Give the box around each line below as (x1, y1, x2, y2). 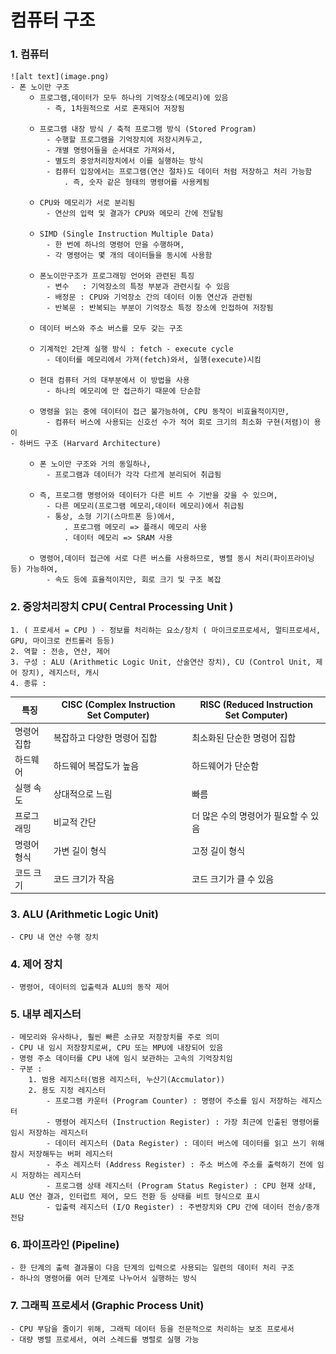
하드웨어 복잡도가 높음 (53, 759, 140, 771)
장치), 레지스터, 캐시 (21, 667, 100, 678)
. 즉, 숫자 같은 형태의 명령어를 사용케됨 (63, 177, 210, 188)
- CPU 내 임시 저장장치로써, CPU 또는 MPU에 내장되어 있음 (10, 1043, 224, 1053)
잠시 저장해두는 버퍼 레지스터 (10, 1149, 113, 1160)
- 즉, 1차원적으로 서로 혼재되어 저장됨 (46, 104, 185, 114)
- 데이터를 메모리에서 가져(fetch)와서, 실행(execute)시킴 (46, 355, 262, 365)
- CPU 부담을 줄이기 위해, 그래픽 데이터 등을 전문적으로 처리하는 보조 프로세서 (10, 1324, 295, 1334)
